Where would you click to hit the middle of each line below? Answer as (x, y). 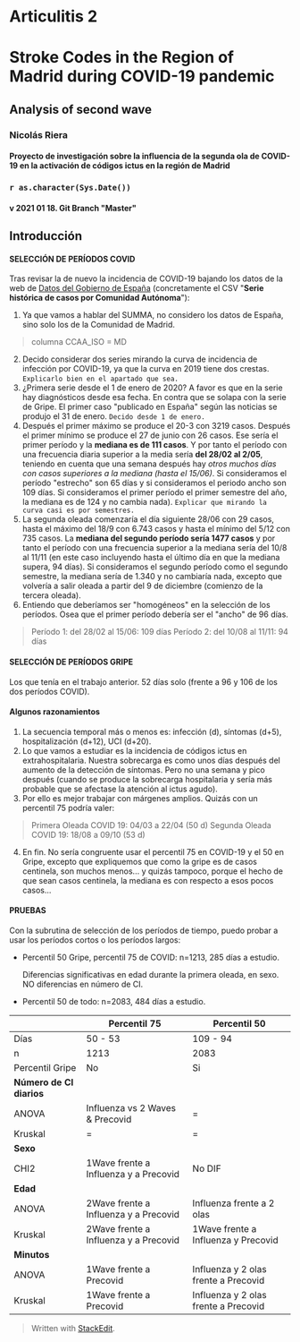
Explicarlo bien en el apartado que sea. (100, 379)
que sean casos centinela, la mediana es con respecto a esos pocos (148, 880)
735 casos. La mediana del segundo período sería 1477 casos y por (149, 538)
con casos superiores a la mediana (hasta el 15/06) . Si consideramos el (154, 474)
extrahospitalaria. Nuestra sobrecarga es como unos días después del (151, 760)
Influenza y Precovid (235, 1240)
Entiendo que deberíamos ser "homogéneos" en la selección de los (146, 605)
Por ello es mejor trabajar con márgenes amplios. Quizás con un (140, 798)
